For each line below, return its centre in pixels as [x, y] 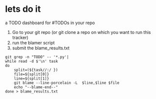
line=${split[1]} [32, 78]
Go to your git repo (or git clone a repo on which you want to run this [81, 32]
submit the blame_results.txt [41, 48]
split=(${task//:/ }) [36, 70]
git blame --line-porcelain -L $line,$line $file [67, 83]
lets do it [23, 9]
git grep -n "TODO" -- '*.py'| [37, 57]
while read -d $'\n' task [31, 61]
